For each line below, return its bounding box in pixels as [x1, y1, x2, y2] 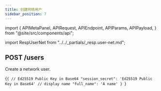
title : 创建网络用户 [5, 7, 42, 12]
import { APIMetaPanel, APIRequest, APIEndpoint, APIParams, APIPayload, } [5, 25, 157, 30]
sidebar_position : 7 [5, 12, 47, 16]
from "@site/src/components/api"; [5, 30, 74, 36]
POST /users [5, 53, 45, 61]
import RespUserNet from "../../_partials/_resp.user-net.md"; [5, 39, 126, 45]
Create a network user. [5, 66, 51, 72]
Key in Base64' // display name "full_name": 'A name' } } [5, 81, 127, 87]
